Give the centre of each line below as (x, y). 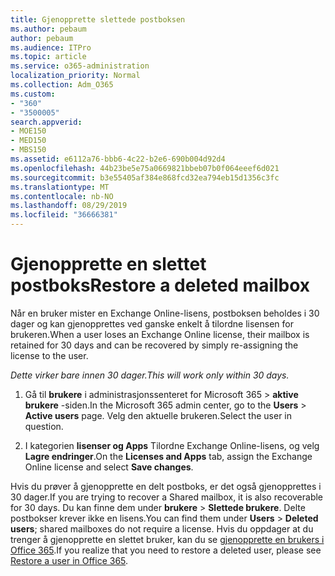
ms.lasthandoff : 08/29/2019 (69, 206)
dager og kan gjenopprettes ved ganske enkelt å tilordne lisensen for (152, 323)
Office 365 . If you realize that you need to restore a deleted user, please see (166, 550)
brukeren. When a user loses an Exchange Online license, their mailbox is (160, 334)
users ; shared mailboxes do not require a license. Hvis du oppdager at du (162, 528)
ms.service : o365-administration (80, 66)
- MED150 (28, 141)
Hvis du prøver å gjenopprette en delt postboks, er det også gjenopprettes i (166, 486)
